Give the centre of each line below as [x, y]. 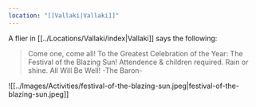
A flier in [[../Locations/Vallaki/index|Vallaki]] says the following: [113, 38]
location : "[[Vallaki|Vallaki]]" [64, 15]
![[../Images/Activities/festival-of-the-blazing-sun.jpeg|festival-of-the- [124, 86]
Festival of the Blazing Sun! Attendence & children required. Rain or [138, 62]
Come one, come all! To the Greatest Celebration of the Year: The [135, 53]
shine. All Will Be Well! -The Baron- [85, 70]
